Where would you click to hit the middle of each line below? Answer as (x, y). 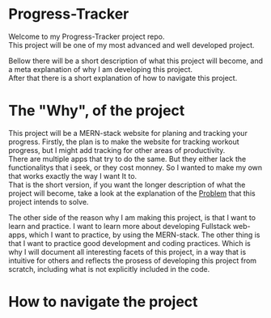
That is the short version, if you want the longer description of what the (127, 184)
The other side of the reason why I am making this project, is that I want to (132, 217)
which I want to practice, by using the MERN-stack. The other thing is (144, 235)
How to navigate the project (103, 302)
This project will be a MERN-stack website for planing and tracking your (128, 133)
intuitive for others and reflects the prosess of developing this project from (133, 261)
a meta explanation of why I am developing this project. (100, 69)
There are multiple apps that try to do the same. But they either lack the (127, 159)
